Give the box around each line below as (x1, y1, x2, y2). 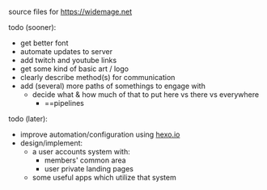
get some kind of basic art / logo (19, 64, 129, 74)
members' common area (44, 155, 127, 165)
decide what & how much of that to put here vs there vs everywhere (32, 90, 260, 99)
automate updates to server (19, 47, 113, 56)
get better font (19, 38, 69, 48)
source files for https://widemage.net (8, 7, 133, 16)
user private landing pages (44, 164, 133, 173)
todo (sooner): (8, 23, 57, 32)
